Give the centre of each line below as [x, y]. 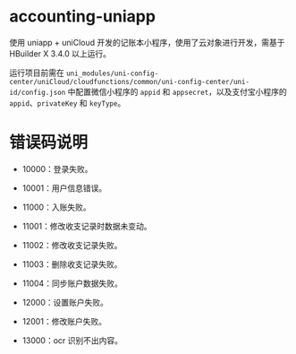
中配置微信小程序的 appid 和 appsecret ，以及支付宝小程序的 [178, 91]
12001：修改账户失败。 [64, 321]
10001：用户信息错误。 [64, 188]
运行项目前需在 [37, 73]
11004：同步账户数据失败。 [72, 283]
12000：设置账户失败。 [65, 302]
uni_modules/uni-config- [112, 73]
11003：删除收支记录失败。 [72, 264]
